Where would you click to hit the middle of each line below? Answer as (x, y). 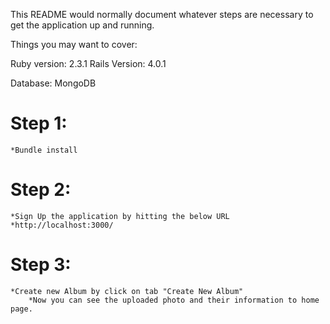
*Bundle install (44, 150)
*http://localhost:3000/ (62, 225)
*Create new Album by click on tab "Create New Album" (127, 291)
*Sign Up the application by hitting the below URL (120, 216)
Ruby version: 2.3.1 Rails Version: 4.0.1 (88, 63)
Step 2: (41, 190)
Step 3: (41, 265)
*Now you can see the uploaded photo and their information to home (174, 300)
